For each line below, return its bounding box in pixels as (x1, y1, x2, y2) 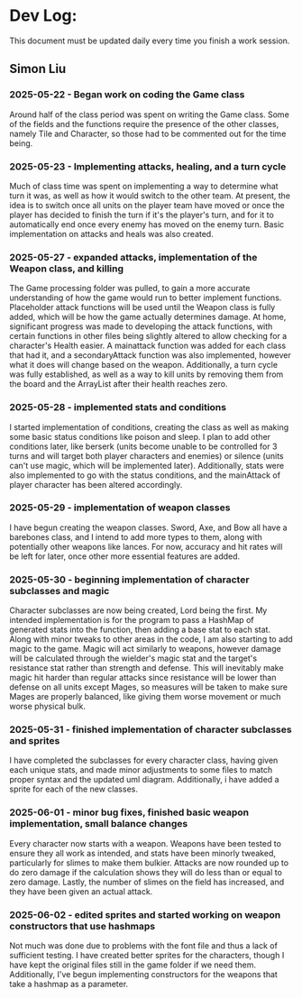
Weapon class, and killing (9, 262, 124, 275)
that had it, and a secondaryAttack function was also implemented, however (9, 350, 291, 361)
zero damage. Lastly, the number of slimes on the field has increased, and (9, 876, 285, 887)
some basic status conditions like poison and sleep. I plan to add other (9, 431, 271, 442)
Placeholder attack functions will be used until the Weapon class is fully (9, 302, 276, 313)
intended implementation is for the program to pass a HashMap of (9, 615, 254, 626)
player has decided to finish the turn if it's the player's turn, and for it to (9, 209, 275, 220)
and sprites (9, 735, 60, 747)
